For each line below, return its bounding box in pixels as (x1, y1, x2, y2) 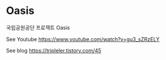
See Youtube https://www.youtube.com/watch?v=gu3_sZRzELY (6, 36, 160, 43)
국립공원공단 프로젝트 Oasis (6, 24, 70, 31)
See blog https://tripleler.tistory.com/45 (6, 47, 101, 54)
